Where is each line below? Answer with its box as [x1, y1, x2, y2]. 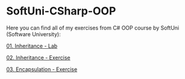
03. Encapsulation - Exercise [6, 65, 78, 73]
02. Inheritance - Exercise [6, 54, 71, 61]
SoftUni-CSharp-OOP [6, 4, 116, 18]
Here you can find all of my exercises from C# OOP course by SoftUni [6, 24, 180, 31]
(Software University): [6, 30, 61, 37]
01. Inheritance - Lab [6, 42, 58, 49]
